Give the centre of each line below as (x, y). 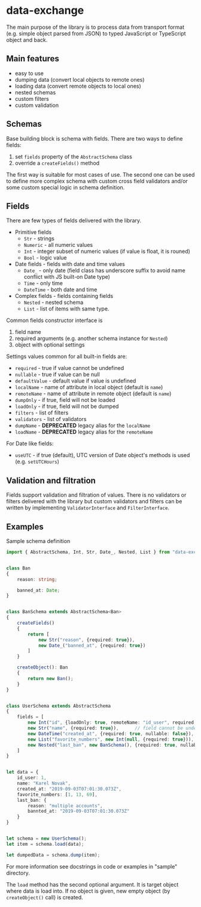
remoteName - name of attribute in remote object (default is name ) (93, 393)
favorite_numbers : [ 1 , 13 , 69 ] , (57, 794)
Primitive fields (33, 232)
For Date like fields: (30, 444)
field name (28, 332)
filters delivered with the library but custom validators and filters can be (94, 502)
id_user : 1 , (32, 778)
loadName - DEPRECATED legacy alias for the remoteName (84, 432)
